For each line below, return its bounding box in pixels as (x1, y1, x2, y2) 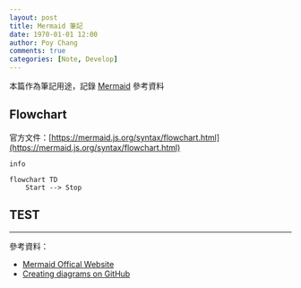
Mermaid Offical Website (21, 258, 115, 269)
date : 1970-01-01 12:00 (9, 30, 99, 39)
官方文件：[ (9, 132, 52, 143)
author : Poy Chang (9, 38, 78, 48)
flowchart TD (9, 175, 58, 184)
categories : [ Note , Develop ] (9, 55, 118, 64)
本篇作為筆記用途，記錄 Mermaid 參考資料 (9, 81, 165, 91)
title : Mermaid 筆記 (9, 22, 83, 31)
